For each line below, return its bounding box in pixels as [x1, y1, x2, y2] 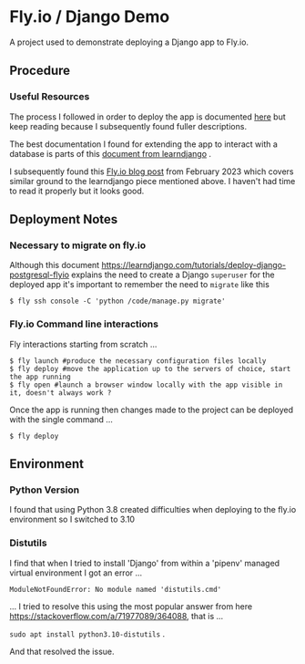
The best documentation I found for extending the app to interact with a [9, 139, 278, 150]
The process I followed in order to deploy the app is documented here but [9, 111, 287, 122]
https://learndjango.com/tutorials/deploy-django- [101, 260, 287, 271]
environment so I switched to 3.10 [9, 514, 135, 525]
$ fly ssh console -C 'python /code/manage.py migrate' [9, 296, 226, 306]
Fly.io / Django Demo [9, 6, 170, 27]
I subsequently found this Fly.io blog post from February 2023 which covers [9, 166, 294, 177]
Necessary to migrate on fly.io [9, 239, 147, 252]
